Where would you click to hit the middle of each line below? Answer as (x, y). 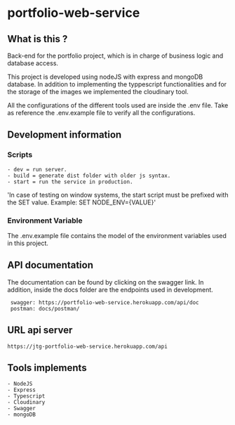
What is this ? (38, 39)
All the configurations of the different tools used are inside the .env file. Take (118, 105)
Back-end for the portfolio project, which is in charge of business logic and (115, 55)
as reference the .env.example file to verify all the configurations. (101, 113)
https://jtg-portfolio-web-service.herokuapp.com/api (88, 346)
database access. (33, 63)
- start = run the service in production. (70, 182)
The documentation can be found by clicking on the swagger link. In (106, 282)
